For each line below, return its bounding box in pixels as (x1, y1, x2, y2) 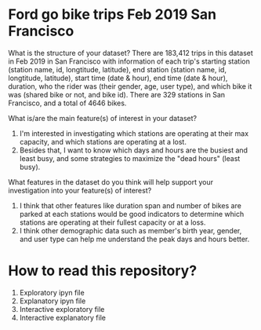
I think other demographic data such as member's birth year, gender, (19, 225, 242, 235)
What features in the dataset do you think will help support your (8, 177, 214, 186)
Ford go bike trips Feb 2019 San (8, 5, 217, 24)
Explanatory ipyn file (19, 296, 86, 306)
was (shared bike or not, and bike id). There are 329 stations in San (8, 90, 226, 99)
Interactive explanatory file (19, 313, 106, 322)
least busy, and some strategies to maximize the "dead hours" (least (19, 153, 241, 163)
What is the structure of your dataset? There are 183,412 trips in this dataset (8, 48, 253, 57)
